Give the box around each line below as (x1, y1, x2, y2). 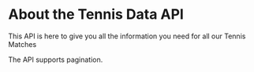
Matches (8, 39, 37, 49)
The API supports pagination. (8, 55, 103, 64)
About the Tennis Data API (8, 5, 184, 23)
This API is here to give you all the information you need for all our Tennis (8, 31, 246, 41)
